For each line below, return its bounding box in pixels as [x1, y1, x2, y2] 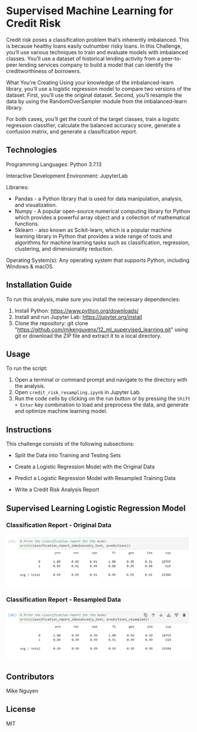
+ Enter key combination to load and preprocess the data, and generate [14, 401, 189, 408]
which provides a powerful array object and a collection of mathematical [14, 214, 190, 221]
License [6, 704, 36, 714]
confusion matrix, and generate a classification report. [6, 128, 138, 135]
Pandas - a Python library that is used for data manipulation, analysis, [14, 195, 183, 202]
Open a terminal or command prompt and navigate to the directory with [14, 376, 188, 383]
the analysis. [14, 382, 46, 390]
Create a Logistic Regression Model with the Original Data [14, 463, 155, 470]
